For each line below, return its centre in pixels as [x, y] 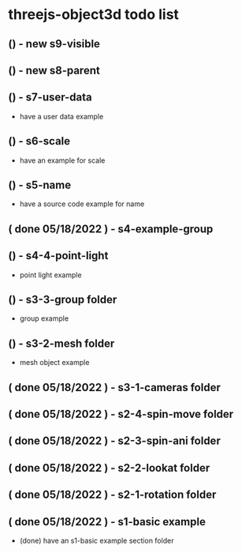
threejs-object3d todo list [94, 15]
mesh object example [54, 363]
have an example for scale [62, 160]
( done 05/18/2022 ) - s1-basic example [107, 522]
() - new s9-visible [54, 44]
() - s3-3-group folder [63, 299]
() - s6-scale [39, 141]
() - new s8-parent [54, 70]
